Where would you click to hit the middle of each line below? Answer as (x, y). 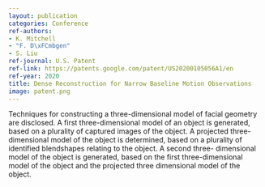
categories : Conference (49, 23)
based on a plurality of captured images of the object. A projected (118, 131)
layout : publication (43, 16)
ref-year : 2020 (34, 76)
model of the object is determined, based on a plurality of (147, 140)
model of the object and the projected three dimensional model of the (124, 166)
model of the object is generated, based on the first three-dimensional (126, 157)
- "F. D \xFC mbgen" (39, 46)
